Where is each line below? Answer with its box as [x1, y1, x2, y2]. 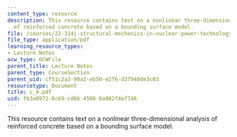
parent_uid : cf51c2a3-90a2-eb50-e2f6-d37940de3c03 [7, 75, 159, 83]
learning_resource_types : [7, 43, 83, 50]
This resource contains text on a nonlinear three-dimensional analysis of [7, 115, 218, 123]
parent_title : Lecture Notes [7, 63, 93, 70]
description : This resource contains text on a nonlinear [7, 17, 181, 24]
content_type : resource [7, 10, 78, 18]
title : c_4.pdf [7, 89, 52, 96]
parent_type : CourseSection [7, 69, 90, 76]
